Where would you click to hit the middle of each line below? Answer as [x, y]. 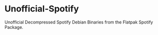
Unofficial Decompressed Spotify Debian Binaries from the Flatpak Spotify [79, 22]
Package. [14, 27]
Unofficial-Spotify [42, 9]
